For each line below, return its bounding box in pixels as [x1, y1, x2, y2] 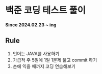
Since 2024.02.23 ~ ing [5, 21, 57, 28]
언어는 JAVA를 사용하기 [12, 50, 60, 56]
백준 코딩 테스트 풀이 [5, 5, 86, 16]
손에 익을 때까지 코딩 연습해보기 [12, 63, 75, 69]
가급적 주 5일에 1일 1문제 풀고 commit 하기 [12, 57, 97, 63]
